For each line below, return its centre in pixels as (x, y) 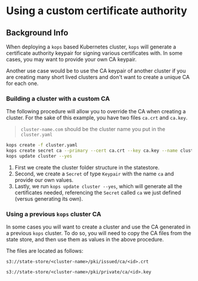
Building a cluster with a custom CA (58, 99)
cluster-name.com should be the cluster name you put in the (93, 129)
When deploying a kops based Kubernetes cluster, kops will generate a (91, 47)
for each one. (22, 83)
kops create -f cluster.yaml (42, 145)
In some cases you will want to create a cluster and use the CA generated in (98, 227)
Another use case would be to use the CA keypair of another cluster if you (96, 71)
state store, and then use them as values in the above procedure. (85, 240)
